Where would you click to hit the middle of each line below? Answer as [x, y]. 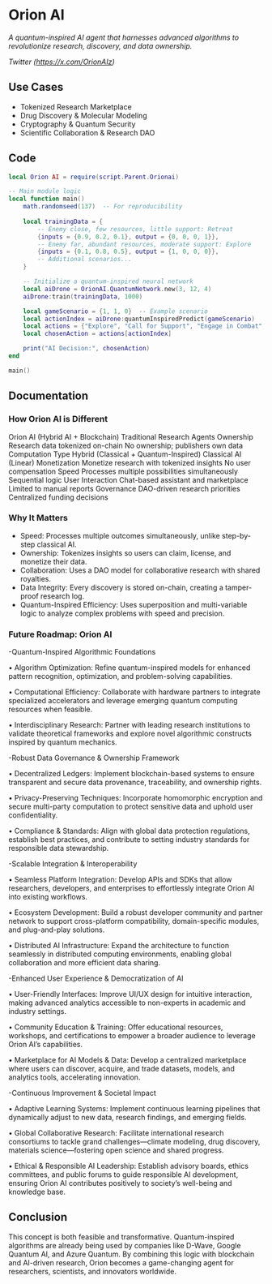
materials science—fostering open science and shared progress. [116, 1150]
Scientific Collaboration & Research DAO [87, 132]
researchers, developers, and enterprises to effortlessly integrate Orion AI [132, 888]
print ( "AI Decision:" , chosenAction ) [87, 349]
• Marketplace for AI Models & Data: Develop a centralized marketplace [127, 1060]
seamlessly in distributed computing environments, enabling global [120, 954]
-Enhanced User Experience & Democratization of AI [96, 978]
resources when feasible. [51, 709]
